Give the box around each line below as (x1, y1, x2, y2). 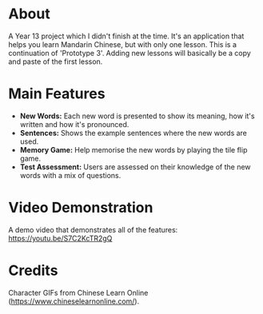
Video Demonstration (8, 199, 153, 217)
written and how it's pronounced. (19, 119, 130, 129)
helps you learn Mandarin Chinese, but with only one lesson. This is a (8, 39, 237, 49)
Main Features (8, 85, 106, 103)
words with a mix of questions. (19, 170, 122, 180)
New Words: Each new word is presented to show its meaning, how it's (19, 111, 255, 121)
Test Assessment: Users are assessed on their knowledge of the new (19, 161, 251, 172)
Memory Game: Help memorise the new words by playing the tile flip (19, 145, 248, 154)
